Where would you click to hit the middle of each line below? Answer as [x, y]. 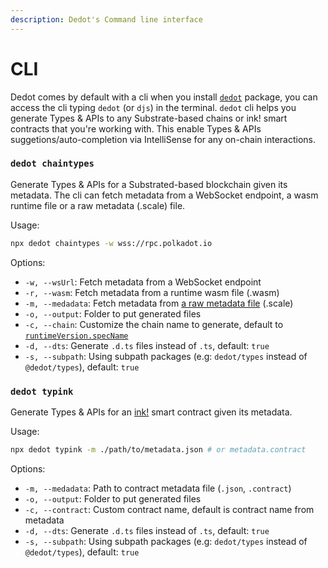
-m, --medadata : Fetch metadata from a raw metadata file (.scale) [159, 303]
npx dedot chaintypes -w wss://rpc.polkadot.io [111, 243]
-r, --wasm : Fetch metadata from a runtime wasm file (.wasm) [152, 292]
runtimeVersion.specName [76, 336]
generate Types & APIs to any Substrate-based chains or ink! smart [149, 118]
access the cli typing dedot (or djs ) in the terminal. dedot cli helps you [153, 107]
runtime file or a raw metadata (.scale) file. [98, 205]
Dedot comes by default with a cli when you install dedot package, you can [164, 97]
